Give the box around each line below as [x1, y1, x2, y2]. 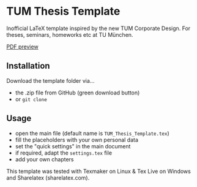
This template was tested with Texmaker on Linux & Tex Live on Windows [6, 167, 191, 175]
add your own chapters [15, 155, 74, 163]
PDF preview [6, 43, 39, 50]
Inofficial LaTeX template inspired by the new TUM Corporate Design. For [6, 25, 191, 32]
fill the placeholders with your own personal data [15, 136, 139, 143]
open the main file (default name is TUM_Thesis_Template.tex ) [15, 129, 169, 137]
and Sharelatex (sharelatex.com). [6, 174, 90, 181]
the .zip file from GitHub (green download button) [15, 89, 140, 96]
